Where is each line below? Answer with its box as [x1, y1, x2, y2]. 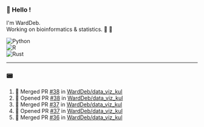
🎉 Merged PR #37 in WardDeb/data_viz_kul [15, 100, 123, 108]
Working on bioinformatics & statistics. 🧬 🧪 [6, 26, 113, 33]
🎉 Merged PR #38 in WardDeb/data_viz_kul [15, 88, 123, 95]
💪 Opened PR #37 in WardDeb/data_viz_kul [15, 107, 123, 114]
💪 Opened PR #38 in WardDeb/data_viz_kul [15, 94, 123, 101]
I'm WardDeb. [6, 19, 41, 27]
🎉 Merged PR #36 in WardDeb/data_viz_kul [15, 114, 123, 121]
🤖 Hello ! [6, 5, 32, 14]
